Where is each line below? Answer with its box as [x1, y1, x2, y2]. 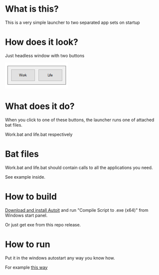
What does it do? [5, 101, 75, 112]
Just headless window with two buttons [5, 53, 85, 58]
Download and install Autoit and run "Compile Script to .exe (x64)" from [5, 207, 149, 213]
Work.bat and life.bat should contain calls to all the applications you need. [5, 165, 153, 170]
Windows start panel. [5, 212, 48, 218]
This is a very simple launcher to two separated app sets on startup [5, 19, 140, 25]
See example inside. [5, 174, 46, 180]
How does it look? [5, 37, 79, 48]
